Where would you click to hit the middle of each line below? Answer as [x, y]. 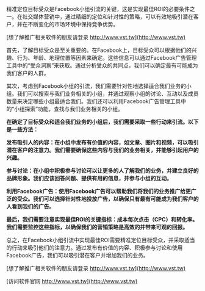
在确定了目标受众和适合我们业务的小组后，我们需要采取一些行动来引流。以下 [103, 122]
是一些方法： [22, 129]
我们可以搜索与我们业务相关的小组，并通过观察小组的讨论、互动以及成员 [108, 94]
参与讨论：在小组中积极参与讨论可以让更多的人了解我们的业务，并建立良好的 [103, 171]
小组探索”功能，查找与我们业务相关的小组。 [69, 109]
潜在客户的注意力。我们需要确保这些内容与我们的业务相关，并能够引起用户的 [103, 150]
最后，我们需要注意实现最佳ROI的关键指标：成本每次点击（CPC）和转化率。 [102, 219]
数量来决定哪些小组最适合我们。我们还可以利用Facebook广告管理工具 [94, 101]
